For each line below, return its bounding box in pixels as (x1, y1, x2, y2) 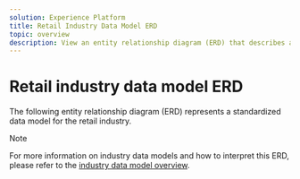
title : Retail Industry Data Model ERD (9, 21, 158, 30)
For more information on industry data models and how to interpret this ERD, (9, 150, 290, 161)
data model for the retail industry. (9, 115, 132, 126)
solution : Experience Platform (9, 13, 126, 22)
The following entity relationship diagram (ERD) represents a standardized (9, 107, 281, 117)
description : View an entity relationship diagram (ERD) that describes (9, 38, 286, 47)
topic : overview (9, 30, 70, 38)
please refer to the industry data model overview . (9, 160, 190, 171)
